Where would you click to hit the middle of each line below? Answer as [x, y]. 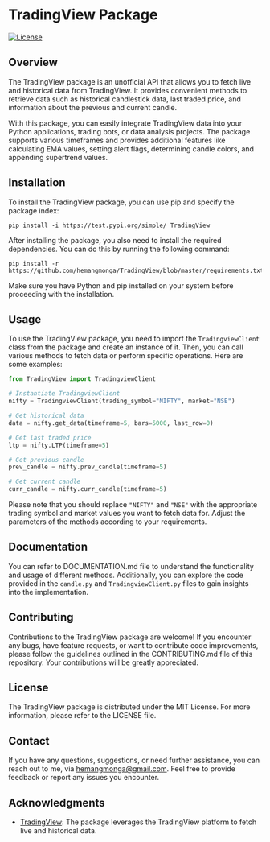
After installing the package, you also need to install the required [115, 240]
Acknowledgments [57, 803]
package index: [34, 210]
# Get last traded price [50, 438]
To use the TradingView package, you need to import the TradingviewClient [134, 339]
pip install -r [34, 263]
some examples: [35, 365]
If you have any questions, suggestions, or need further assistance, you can [134, 760]
